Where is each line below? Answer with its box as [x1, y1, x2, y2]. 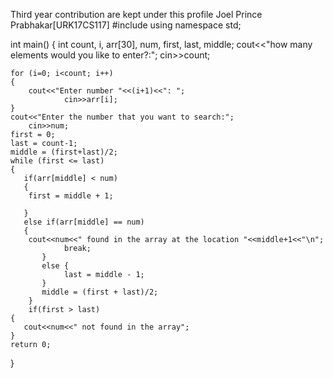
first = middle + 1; [28, 191, 114, 201]
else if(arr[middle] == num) [23, 217, 145, 227]
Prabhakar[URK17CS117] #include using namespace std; [10, 19, 242, 31]
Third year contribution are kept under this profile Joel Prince [10, 9, 263, 20]
